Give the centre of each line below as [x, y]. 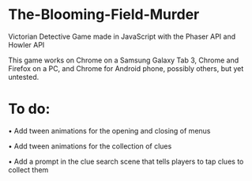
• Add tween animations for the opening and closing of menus [109, 130]
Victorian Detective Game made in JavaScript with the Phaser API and [122, 36]
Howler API [26, 44]
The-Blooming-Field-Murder [104, 15]
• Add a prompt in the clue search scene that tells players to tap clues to [126, 161]
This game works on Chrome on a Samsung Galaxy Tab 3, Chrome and [124, 60]
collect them [28, 170]
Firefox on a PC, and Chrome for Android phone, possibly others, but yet [126, 68]
